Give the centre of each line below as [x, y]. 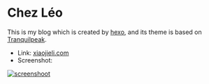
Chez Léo [35, 13]
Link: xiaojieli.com [43, 53]
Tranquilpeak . [27, 39]
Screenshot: [35, 60]
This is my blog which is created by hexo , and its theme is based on [105, 32]
